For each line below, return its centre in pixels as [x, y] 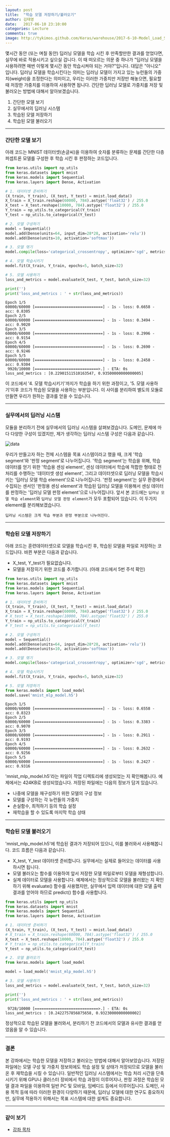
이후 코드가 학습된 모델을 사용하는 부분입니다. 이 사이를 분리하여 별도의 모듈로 [87, 390]
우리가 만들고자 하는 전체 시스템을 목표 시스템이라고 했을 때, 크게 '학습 [74, 454]
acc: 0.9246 [18, 351]
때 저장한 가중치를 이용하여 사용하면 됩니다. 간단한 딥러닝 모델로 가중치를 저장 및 [84, 85]
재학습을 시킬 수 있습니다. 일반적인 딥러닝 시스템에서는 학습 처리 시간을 [86, 1073]
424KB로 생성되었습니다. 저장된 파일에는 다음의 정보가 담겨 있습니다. [90, 782]
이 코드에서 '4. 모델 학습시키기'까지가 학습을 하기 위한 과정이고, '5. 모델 [75, 383]
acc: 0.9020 [18, 325]
